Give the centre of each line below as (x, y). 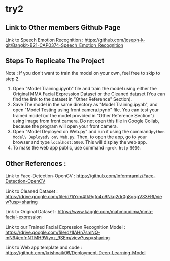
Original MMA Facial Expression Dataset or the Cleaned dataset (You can (89, 94)
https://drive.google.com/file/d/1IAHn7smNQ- (53, 232)
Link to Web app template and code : (44, 247)
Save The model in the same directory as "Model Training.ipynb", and (85, 104)
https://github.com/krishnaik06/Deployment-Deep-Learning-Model (75, 253)
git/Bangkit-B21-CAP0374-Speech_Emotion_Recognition (64, 45)
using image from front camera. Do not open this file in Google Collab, (86, 121)
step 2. (13, 79)
